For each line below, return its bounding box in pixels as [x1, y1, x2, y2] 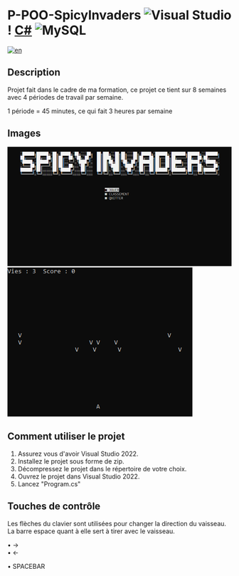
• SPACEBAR [7, 562, 46, 570]
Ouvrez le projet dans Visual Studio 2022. [17, 472, 140, 481]
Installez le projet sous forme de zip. [17, 456, 124, 466]
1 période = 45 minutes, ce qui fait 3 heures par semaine [7, 107, 173, 115]
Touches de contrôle [7, 501, 101, 513]
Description [7, 66, 60, 78]
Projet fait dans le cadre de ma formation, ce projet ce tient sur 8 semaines [7, 85, 227, 94]
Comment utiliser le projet [7, 431, 125, 443]
